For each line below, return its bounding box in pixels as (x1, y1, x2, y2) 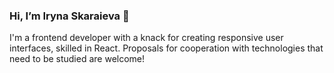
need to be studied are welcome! (9, 53, 146, 65)
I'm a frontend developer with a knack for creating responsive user (9, 32, 284, 44)
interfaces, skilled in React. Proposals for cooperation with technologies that (9, 42, 324, 54)
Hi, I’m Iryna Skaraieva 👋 (9, 9, 130, 23)
